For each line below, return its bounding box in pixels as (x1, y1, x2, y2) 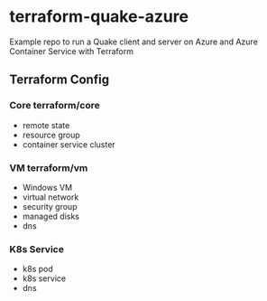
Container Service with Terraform (9, 45, 133, 56)
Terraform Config (9, 72, 110, 88)
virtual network (22, 192, 79, 202)
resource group (22, 129, 81, 140)
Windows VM (22, 182, 73, 193)
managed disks (22, 211, 79, 221)
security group (22, 201, 78, 212)
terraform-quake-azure (9, 6, 189, 27)
